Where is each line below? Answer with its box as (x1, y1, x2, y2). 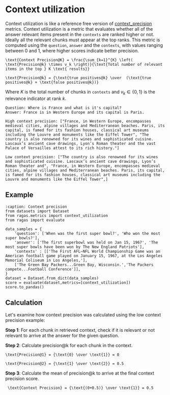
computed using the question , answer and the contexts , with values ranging (5, 42, 163, 48)
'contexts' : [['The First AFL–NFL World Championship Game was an (14, 249, 160, 254)
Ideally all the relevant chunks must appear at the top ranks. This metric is (5, 37, 160, 43)
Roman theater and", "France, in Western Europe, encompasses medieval (5, 163, 160, 168)
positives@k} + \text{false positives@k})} (5, 80, 99, 85)
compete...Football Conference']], (5, 266, 81, 271)
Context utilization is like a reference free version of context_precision (5, 20, 152, 27)
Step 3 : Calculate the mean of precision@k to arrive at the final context (5, 370, 154, 376)
